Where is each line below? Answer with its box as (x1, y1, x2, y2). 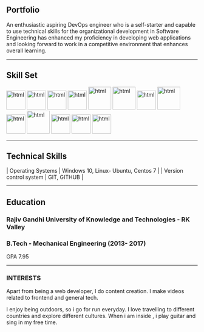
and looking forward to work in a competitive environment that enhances (6, 40, 188, 47)
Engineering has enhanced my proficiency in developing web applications (6, 33, 191, 41)
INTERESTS (6, 274, 41, 282)
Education (6, 197, 46, 207)
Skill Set (6, 70, 38, 81)
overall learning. (6, 47, 47, 54)
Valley (6, 223, 25, 231)
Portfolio (6, 5, 40, 15)
